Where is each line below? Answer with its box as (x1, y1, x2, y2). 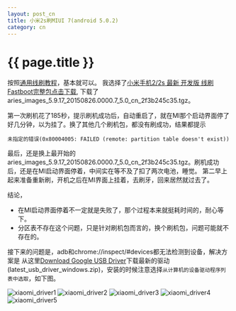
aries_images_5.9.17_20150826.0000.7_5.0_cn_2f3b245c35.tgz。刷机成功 (7, 158, 220, 167)
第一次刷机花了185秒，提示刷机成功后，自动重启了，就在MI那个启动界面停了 (7, 111, 230, 120)
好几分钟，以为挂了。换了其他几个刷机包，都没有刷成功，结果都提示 (7, 120, 206, 129)
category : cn (7, 23, 46, 31)
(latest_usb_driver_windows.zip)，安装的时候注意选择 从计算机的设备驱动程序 (7, 266, 221, 274)
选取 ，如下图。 (17, 274, 60, 283)
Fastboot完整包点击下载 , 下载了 (7, 87, 99, 96)
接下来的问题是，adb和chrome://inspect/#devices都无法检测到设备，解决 (7, 248, 222, 256)
